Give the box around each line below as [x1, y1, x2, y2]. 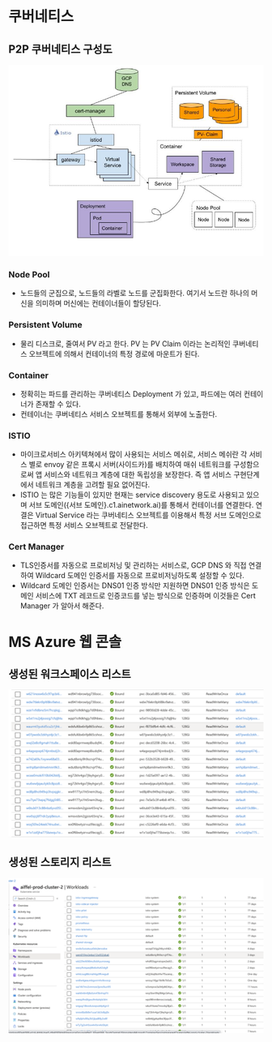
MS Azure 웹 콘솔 [8, 632, 122, 651]
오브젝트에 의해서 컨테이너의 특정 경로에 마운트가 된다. [28, 349, 200, 358]
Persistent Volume [8, 319, 83, 331]
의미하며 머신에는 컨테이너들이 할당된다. [35, 298, 162, 308]
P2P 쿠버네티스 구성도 [8, 42, 113, 56]
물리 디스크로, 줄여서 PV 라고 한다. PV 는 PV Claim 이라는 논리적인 [19, 338, 231, 349]
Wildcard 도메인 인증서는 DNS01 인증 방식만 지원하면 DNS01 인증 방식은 [19, 581, 250, 590]
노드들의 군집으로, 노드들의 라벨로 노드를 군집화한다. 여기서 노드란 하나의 [19, 289, 249, 298]
